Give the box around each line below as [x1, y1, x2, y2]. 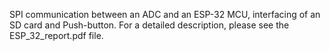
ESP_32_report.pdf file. [9, 30, 104, 41]
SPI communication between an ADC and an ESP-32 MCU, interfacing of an [9, 9, 321, 20]
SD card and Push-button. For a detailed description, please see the [9, 19, 290, 31]
